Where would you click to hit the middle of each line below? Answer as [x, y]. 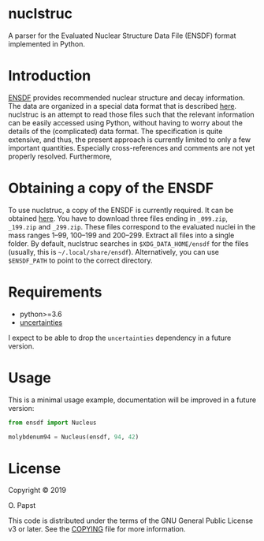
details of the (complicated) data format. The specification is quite [115, 131]
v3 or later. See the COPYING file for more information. [97, 529]
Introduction [50, 76]
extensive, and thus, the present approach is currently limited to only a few [130, 140]
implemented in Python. [46, 43]
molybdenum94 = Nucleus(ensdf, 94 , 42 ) [74, 437]
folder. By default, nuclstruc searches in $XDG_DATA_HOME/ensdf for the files [128, 243]
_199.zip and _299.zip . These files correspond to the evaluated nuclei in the [132, 226]
